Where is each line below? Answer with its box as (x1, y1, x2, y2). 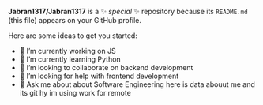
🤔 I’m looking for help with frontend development (19, 71, 179, 81)
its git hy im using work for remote (19, 88, 132, 97)
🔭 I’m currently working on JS (19, 47, 116, 55)
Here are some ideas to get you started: (8, 31, 138, 40)
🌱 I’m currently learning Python (19, 54, 121, 64)
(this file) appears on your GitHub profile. (8, 16, 142, 24)
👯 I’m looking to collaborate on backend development (19, 63, 193, 72)
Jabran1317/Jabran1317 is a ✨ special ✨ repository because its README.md (8, 7, 248, 16)
